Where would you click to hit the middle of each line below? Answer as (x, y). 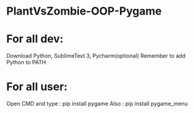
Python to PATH (26, 63)
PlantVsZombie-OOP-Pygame (84, 11)
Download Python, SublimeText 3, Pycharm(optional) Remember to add (96, 56)
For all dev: (35, 39)
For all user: (37, 87)
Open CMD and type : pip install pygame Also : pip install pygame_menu (97, 104)
